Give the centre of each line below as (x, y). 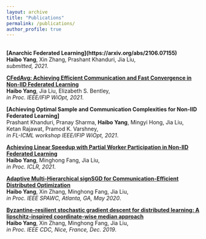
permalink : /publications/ (41, 23)
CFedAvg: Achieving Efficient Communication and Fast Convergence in (99, 78)
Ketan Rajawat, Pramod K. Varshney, (52, 129)
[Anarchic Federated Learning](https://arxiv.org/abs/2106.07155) (92, 53)
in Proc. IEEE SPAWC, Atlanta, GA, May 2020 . (64, 198)
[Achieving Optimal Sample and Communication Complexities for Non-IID (102, 109)
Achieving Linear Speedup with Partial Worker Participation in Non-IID (97, 147)
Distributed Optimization (38, 185)
